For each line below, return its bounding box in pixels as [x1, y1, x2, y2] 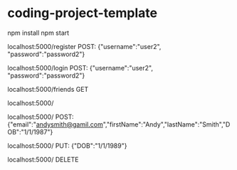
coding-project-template [7, 5, 158, 21]
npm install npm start [7, 28, 70, 37]
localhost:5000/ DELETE [7, 155, 79, 164]
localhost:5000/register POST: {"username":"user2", [7, 42, 162, 51]
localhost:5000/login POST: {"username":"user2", [7, 63, 153, 72]
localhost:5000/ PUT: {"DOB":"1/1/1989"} [7, 141, 127, 150]
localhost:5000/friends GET [7, 85, 89, 93]
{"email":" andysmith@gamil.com [7, 119, 103, 129]
